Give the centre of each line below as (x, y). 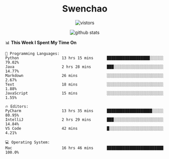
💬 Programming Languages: (32, 53)
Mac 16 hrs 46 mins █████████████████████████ (84, 148)
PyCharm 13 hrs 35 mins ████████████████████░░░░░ (84, 111)
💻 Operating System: (28, 142)
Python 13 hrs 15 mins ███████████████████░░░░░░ (84, 58)
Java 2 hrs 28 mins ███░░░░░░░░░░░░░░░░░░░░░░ (84, 67)
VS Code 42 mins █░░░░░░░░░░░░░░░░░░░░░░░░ (84, 128)
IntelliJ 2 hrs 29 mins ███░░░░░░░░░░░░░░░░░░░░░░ (84, 120)
